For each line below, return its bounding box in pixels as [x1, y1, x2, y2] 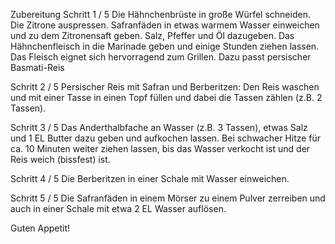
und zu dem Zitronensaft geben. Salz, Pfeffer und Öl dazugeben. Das [10, 30, 295, 41]
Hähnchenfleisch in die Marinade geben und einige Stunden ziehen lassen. [10, 40, 320, 52]
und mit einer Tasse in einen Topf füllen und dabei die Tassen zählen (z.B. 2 [10, 92, 323, 103]
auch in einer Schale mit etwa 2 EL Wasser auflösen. [10, 203, 227, 214]
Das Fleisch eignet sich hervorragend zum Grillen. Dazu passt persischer [10, 51, 312, 63]
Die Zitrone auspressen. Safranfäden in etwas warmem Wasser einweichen [10, 19, 320, 31]
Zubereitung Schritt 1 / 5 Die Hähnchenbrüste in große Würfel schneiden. [10, 9, 311, 20]
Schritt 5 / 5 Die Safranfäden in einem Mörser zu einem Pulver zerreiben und [10, 192, 326, 204]
